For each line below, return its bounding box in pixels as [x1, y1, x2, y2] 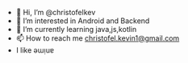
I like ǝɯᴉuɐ [15, 45, 55, 55]
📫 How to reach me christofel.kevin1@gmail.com [15, 33, 180, 43]
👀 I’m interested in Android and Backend [15, 16, 150, 26]
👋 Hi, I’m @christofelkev [15, 8, 96, 17]
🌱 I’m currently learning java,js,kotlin [15, 25, 137, 33]
